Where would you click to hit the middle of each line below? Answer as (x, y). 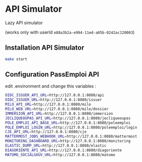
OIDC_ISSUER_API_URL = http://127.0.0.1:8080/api (55, 95)
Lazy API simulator (24, 23)
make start (16, 59)
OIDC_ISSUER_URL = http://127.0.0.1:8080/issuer (54, 100)
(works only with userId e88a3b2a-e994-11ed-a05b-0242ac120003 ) (70, 32)
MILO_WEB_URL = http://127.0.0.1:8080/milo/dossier (57, 109)
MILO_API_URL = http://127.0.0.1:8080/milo (48, 104)
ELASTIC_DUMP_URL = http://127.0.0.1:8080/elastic (56, 146)
